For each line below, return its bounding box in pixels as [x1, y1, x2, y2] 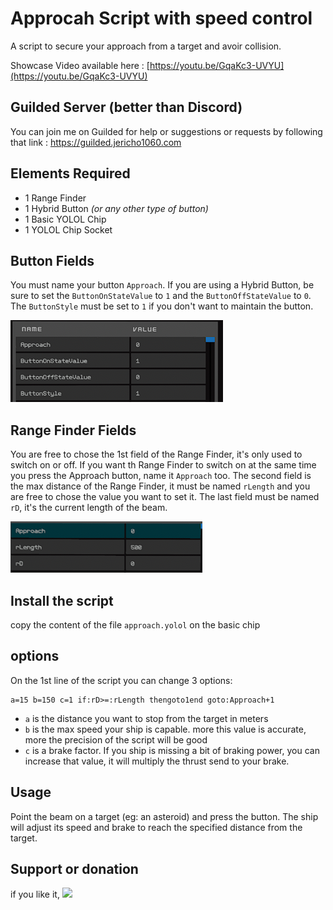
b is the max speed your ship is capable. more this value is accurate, [24, 723, 307, 735]
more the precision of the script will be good [24, 733, 208, 746]
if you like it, [10, 888, 60, 901]
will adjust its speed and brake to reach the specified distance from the [10, 821, 303, 833]
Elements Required [10, 165, 131, 182]
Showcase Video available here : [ [10, 59, 150, 71]
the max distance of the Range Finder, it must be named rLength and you [10, 480, 311, 492]
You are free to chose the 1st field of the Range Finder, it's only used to [10, 448, 303, 461]
